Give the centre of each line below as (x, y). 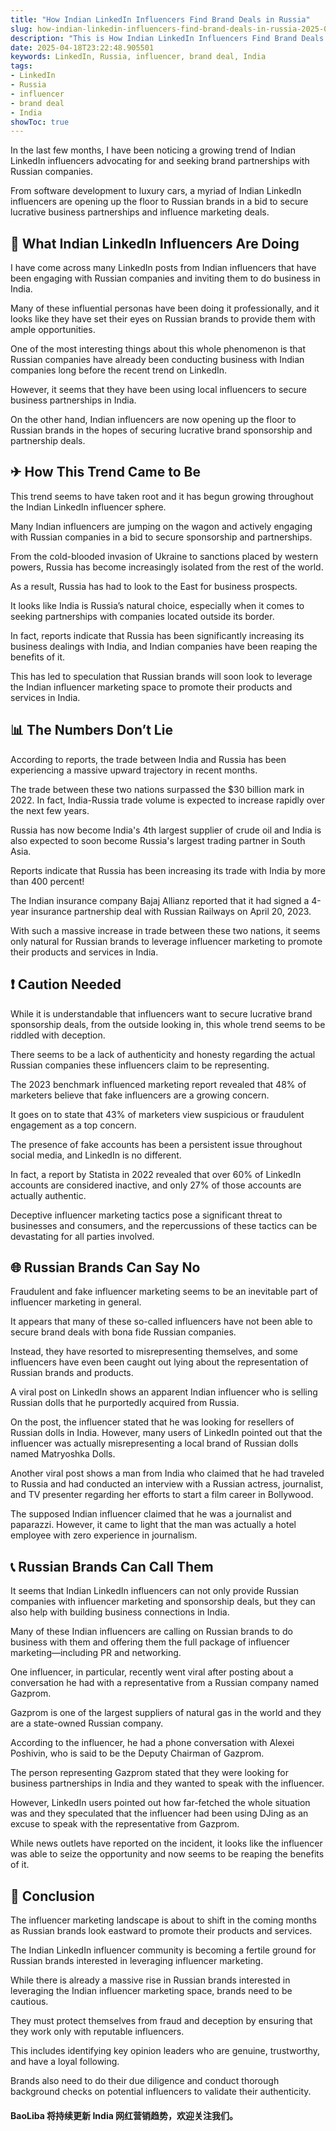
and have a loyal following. (65, 2061)
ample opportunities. (53, 330)
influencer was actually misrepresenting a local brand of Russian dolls (154, 1443)
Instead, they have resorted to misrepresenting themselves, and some (154, 1352)
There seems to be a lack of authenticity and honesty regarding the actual (163, 1054)
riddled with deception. (58, 1035)
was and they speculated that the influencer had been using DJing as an (159, 1813)
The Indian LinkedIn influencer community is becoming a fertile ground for (163, 1950)
